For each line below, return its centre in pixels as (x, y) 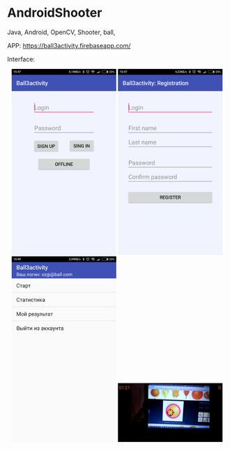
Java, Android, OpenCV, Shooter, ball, (61, 32)
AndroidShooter (55, 13)
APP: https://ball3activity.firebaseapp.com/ (69, 45)
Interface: (21, 59)
